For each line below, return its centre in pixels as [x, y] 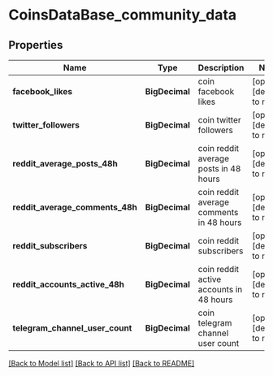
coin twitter [219, 120]
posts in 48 [219, 169]
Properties [36, 45]
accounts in [220, 290]
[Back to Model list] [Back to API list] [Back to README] [102, 363]
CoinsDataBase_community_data [123, 15]
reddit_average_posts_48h [65, 164]
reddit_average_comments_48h [75, 207]
